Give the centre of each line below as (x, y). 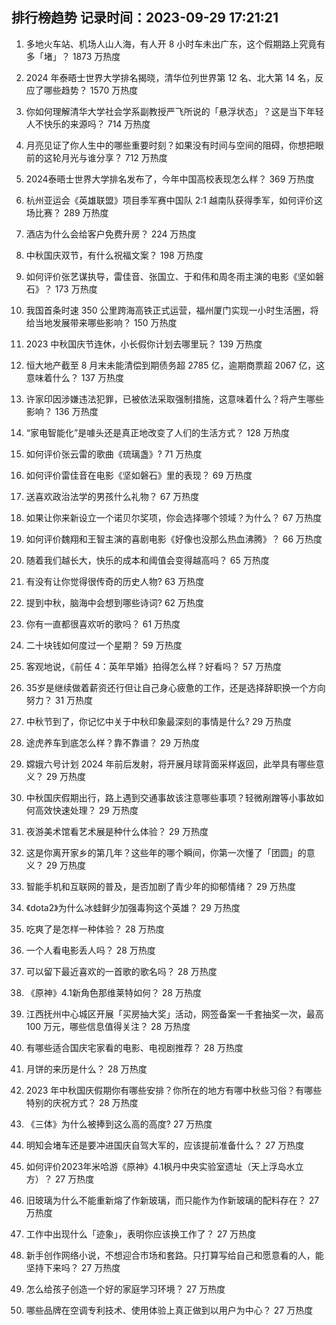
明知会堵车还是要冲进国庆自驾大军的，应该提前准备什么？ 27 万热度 (165, 1145)
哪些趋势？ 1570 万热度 (91, 90)
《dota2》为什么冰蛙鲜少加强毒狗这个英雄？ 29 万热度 (133, 907)
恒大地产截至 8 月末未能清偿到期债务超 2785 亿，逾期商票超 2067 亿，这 (175, 365)
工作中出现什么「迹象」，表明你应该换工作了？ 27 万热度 (141, 1234)
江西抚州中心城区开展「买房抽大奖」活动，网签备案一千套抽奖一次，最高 (174, 1014)
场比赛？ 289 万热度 (67, 212)
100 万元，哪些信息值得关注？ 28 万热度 (108, 1026)
